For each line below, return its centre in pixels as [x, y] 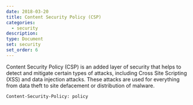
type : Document [25, 39]
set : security [24, 45]
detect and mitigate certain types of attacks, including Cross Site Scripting [97, 73]
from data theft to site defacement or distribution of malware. [81, 86]
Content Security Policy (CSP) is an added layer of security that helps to [94, 67]
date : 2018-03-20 [27, 12]
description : [22, 34]
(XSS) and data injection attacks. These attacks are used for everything [93, 79]
